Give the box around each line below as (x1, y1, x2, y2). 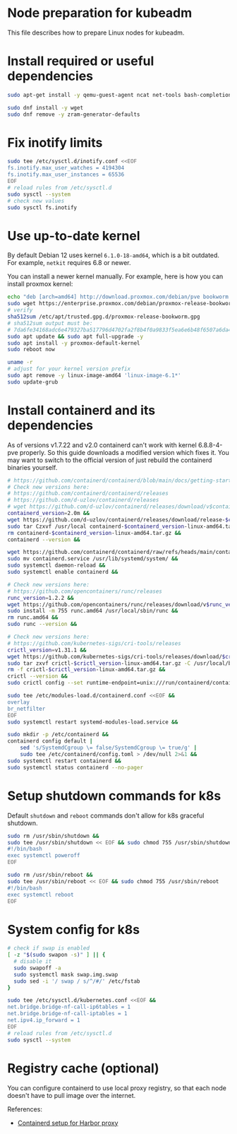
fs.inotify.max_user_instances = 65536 (7, 171, 125, 178)
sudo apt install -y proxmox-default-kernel (7, 339, 140, 347)
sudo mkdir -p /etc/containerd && (7, 731, 109, 738)
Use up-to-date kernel (7, 228, 140, 244)
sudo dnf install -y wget (7, 104, 83, 111)
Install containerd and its (7, 402, 156, 418)
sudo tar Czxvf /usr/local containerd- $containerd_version (7, 523, 185, 530)
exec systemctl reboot (7, 891, 74, 898)
